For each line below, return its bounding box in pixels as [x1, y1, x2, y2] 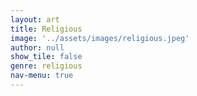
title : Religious [10, 24, 83, 34]
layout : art [10, 14, 60, 25]
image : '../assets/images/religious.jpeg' [10, 33, 190, 43]
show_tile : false [10, 52, 83, 62]
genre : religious [10, 61, 83, 71]
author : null [10, 42, 65, 53]
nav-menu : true [10, 71, 74, 81]
